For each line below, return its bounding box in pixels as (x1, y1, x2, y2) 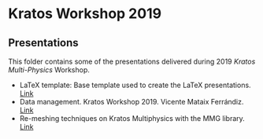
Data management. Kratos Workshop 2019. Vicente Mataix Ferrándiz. (19, 97, 244, 106)
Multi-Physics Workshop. (8, 65, 91, 75)
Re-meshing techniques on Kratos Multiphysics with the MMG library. (19, 114, 246, 123)
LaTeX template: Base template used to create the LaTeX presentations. (19, 80, 251, 90)
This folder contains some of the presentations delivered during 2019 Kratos (8, 57, 256, 66)
